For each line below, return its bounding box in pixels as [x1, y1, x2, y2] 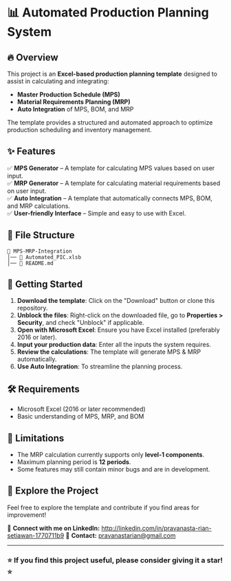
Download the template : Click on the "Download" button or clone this [16, 297, 215, 305]
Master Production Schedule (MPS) [16, 90, 120, 98]
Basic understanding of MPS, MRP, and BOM [16, 412, 144, 421]
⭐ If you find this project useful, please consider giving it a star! [7, 555, 223, 564]
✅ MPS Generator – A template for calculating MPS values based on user [7, 164, 215, 172]
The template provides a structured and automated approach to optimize [7, 118, 213, 127]
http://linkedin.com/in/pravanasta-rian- [101, 524, 212, 532]
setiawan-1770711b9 [7, 531, 65, 540]
